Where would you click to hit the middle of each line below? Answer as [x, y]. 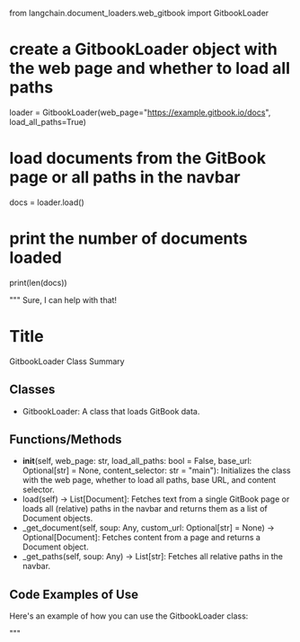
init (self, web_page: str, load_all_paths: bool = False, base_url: [137, 461]
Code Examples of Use [74, 594]
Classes [32, 390]
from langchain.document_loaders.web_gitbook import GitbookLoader [139, 13]
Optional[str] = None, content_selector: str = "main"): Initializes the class [156, 470]
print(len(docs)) [38, 282]
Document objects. [57, 518]
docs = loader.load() [47, 202]
